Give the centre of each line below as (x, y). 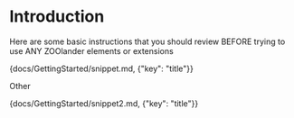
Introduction (57, 17)
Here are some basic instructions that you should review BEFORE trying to (147, 41)
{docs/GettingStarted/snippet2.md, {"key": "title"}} (104, 103)
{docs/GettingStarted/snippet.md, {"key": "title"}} (102, 68)
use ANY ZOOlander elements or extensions (91, 50)
